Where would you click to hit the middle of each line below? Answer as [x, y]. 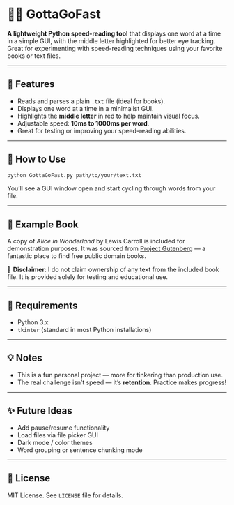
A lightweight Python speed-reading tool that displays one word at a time [114, 33]
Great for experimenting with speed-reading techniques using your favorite [115, 48]
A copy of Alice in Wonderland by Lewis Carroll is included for [96, 241]
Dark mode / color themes [55, 442]
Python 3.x [33, 322]
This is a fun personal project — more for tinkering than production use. [120, 375]
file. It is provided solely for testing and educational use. [88, 277]
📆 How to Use [37, 159]
